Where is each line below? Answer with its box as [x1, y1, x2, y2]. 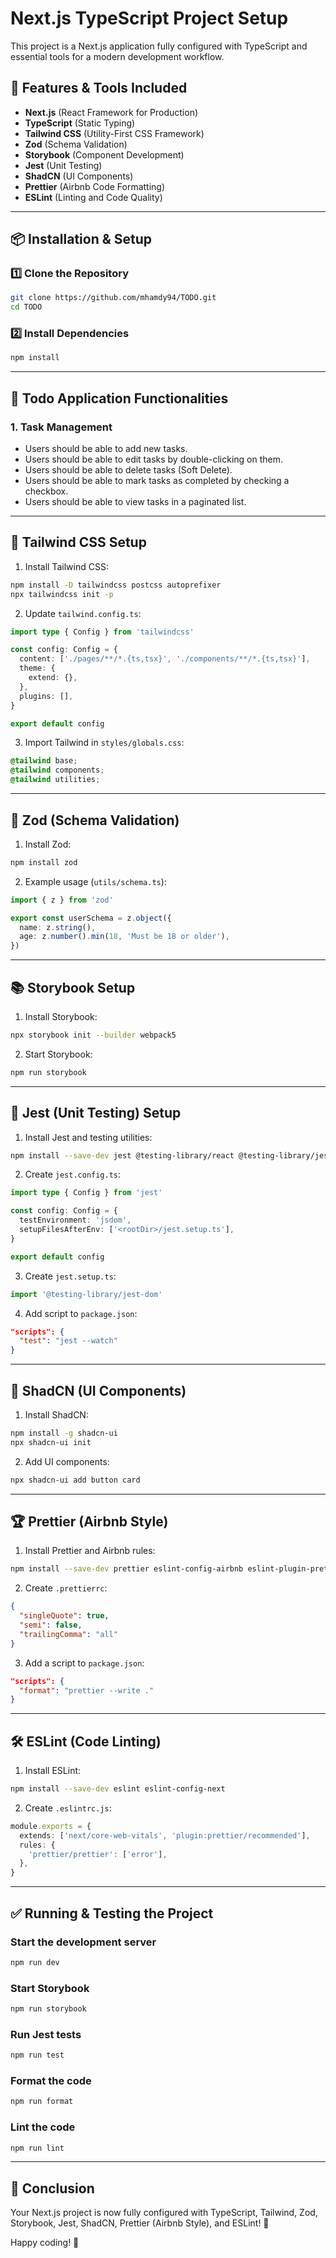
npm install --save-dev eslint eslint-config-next [10, 1784, 226, 1794]
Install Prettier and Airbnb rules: [24, 1545, 156, 1557]
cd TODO [10, 302, 43, 312]
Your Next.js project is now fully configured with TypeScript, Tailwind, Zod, [10, 2207, 318, 2219]
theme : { [19, 663, 56, 674]
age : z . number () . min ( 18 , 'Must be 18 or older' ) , [19, 932, 230, 942]
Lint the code [10, 2120, 76, 2134]
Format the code [10, 2074, 92, 2088]
